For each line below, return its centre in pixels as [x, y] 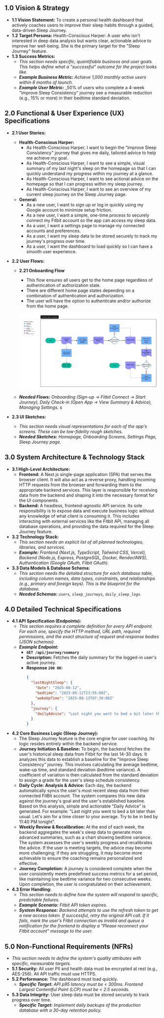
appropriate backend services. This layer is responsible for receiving [88, 490]
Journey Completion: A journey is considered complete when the [85, 869]
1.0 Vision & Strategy [37, 8]
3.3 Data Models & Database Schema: [51, 568]
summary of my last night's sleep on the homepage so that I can [91, 168]
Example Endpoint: [39, 647]
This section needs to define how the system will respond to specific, [89, 895]
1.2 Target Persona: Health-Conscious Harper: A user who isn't [76, 35]
